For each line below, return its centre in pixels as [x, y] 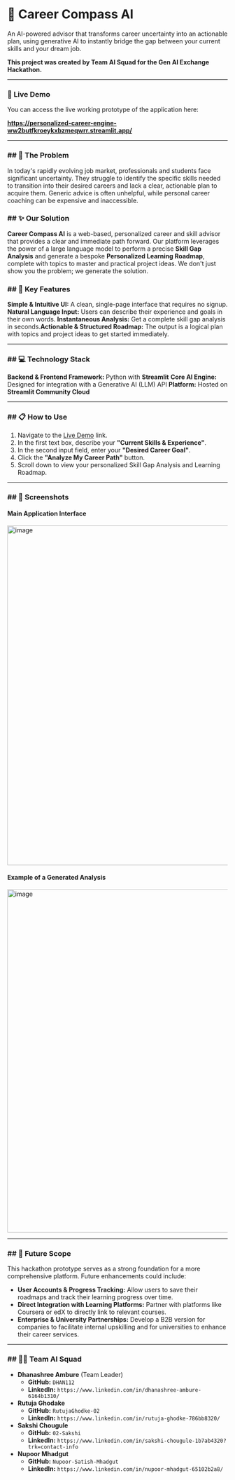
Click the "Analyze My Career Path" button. [81, 457]
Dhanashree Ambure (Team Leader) [70, 1374]
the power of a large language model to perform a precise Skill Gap [104, 249]
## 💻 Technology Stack [49, 359]
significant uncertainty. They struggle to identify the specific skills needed [114, 178]
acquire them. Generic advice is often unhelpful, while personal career [109, 193]
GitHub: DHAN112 [51, 1382]
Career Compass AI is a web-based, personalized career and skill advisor [114, 233]
